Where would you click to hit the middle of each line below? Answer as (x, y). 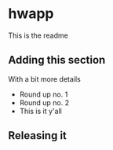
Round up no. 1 (44, 94)
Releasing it (37, 135)
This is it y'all (41, 111)
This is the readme (38, 35)
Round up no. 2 (44, 102)
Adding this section (57, 60)
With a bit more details (44, 79)
